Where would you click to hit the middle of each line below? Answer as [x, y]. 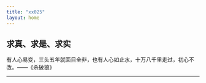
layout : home [23, 18]
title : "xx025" [26, 12]
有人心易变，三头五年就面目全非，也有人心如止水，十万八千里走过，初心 [97, 60]
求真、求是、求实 [39, 44]
